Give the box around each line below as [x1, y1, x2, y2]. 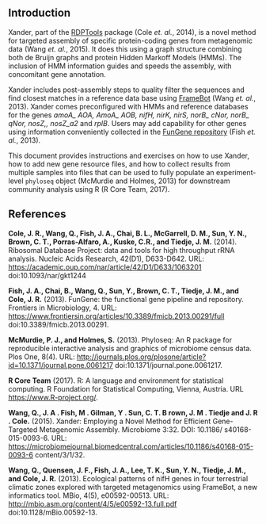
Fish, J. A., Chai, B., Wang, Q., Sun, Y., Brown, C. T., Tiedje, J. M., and [8, 285, 239, 296]
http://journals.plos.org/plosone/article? [76, 352, 207, 361]
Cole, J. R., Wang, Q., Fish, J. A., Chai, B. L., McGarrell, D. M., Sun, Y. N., [8, 228, 247, 238]
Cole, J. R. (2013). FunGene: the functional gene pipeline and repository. [8, 294, 244, 304]
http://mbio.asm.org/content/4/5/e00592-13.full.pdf [8, 499, 177, 508]
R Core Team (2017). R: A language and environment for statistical [8, 376, 224, 385]
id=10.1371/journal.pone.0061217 [8, 360, 113, 369]
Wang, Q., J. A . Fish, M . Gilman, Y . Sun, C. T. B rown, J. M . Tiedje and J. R [8, 407, 258, 417]
